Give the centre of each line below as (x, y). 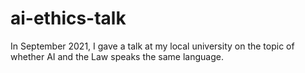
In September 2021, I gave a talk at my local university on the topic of (152, 46)
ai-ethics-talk (68, 18)
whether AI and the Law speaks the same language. (117, 56)
